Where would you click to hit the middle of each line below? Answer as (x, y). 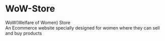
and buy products (23, 33)
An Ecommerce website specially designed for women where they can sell (82, 27)
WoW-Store (30, 9)
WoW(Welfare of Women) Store (38, 22)
